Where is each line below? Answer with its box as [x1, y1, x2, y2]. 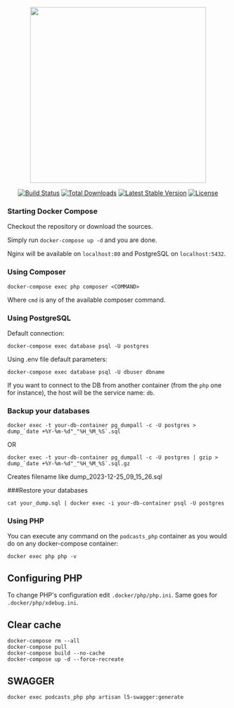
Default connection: [7, 329, 65, 337]
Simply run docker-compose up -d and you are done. [7, 236, 157, 244]
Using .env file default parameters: [7, 355, 108, 363]
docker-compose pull [7, 644, 68, 651]
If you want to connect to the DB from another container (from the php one [7, 381, 222, 389]
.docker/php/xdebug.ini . [7, 598, 79, 607]
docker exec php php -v [7, 553, 77, 560]
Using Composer [7, 267, 66, 277]
